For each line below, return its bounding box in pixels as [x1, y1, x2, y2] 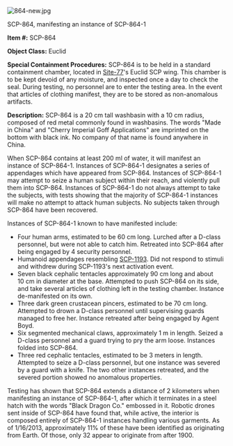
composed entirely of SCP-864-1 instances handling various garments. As [7, 416, 220, 424]
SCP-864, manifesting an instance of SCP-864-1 [7, 20, 146, 28]
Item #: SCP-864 [7, 33, 56, 42]
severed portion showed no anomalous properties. [17, 373, 162, 381]
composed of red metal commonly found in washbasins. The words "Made [7, 118, 221, 127]
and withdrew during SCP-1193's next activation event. [17, 262, 174, 271]
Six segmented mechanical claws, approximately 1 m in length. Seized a [17, 329, 223, 337]
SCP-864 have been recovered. [7, 206, 98, 214]
